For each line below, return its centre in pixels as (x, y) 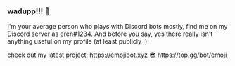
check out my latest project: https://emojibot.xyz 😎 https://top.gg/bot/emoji (117, 55)
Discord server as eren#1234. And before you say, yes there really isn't (110, 34)
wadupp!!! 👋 (28, 11)
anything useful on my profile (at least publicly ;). (78, 41)
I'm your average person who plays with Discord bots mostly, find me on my (118, 27)
